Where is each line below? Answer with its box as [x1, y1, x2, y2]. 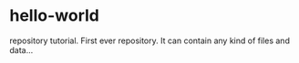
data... [9, 44, 34, 55]
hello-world [9, 5, 100, 26]
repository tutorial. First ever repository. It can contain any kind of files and [9, 35, 290, 46]
